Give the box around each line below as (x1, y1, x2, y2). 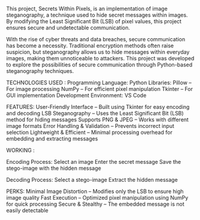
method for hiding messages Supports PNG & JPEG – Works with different (6, 116, 189, 123)
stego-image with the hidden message (6, 164, 102, 172)
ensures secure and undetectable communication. (6, 24, 131, 31)
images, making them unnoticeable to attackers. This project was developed (6, 55, 195, 62)
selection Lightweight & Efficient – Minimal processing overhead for (6, 129, 172, 136)
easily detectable (6, 207, 49, 214)
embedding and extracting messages (6, 135, 98, 142)
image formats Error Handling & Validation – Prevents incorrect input (6, 123, 175, 129)
